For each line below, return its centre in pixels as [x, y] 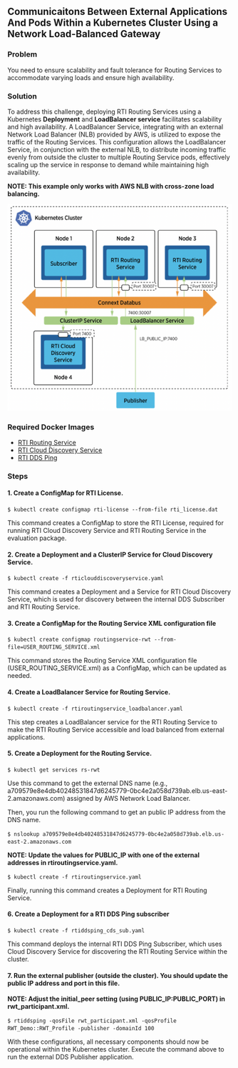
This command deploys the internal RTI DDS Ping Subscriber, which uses [115, 944]
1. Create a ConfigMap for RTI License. [65, 493]
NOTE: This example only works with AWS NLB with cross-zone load [111, 186]
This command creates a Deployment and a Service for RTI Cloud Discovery [119, 592]
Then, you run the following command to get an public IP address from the [117, 812]
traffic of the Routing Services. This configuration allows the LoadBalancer [117, 141]
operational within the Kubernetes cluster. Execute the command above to [116, 1049]
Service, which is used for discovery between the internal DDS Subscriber [116, 599]
